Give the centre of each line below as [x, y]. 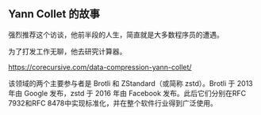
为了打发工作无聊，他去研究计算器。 [67, 51]
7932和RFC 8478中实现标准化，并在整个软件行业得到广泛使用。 [113, 103]
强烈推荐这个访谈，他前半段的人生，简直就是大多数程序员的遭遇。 [116, 35]
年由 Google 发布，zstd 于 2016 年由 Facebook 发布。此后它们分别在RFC [127, 93]
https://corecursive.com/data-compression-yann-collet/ [100, 67]
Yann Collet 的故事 [54, 14]
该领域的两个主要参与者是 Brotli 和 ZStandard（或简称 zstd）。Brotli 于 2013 [130, 83]
